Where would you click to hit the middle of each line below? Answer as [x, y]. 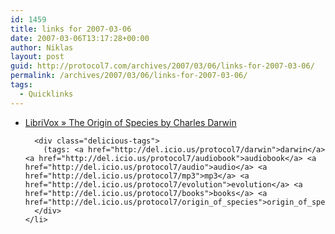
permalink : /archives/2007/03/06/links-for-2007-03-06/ [129, 76]
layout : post [37, 57]
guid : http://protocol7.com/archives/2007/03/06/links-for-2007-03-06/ [162, 66]
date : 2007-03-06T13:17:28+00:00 [80, 38]
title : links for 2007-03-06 [71, 29]
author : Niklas [42, 47]
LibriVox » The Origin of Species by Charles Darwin [130, 122]
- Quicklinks [46, 94]
